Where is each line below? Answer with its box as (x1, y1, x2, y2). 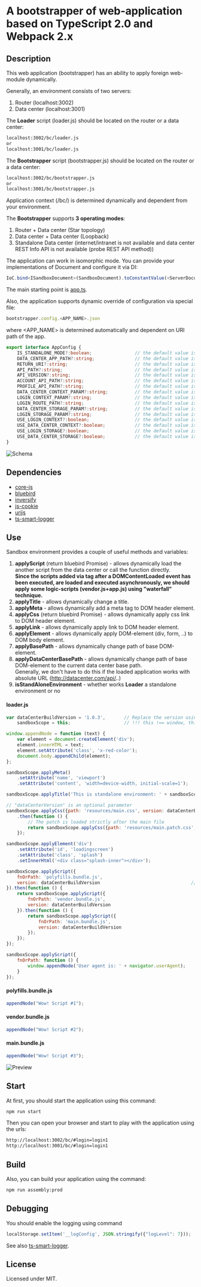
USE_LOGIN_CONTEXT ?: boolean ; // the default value (17, 417, 188, 423)
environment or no (14, 688, 61, 695)
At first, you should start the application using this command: (6, 1097, 157, 1104)
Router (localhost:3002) (14, 99, 74, 106)
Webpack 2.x (6, 30, 74, 43)
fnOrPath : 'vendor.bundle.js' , (28, 896, 106, 903)
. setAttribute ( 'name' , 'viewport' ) (17, 775, 106, 781)
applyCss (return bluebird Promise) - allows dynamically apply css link (14, 611, 190, 618)
